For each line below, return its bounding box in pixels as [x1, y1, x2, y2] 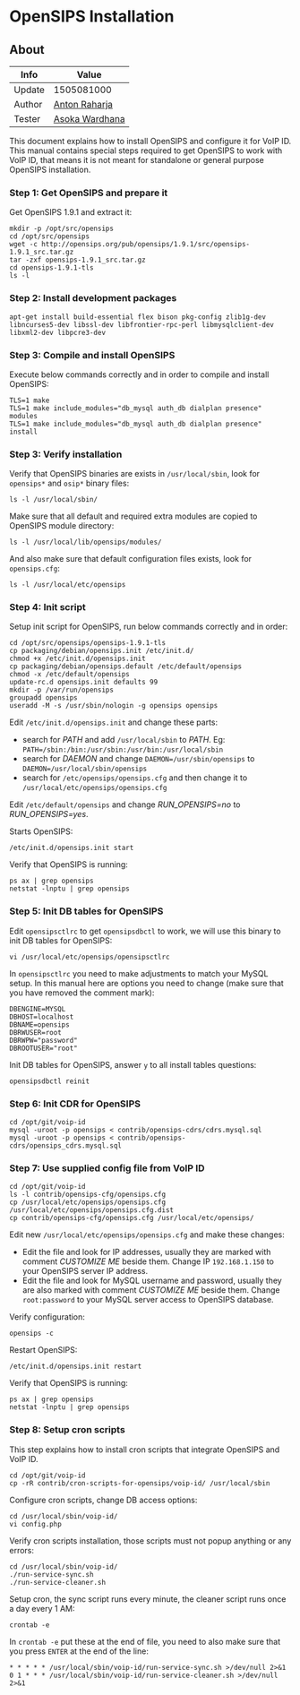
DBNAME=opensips [9, 1020, 70, 1029]
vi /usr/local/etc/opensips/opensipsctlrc [9, 952, 170, 961]
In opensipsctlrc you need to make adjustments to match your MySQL [9, 968, 269, 978]
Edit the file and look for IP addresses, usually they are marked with [21, 1247, 271, 1258]
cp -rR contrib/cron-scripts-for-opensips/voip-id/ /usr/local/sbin [9, 1478, 270, 1488]
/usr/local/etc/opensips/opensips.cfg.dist [9, 1206, 175, 1215]
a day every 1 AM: [9, 1603, 75, 1613]
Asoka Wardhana [53, 113, 125, 125]
